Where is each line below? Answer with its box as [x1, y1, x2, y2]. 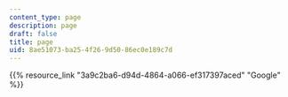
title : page [9, 37, 53, 47]
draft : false [9, 29, 58, 38]
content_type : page [9, 12, 82, 22]
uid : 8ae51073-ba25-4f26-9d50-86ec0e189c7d [9, 46, 173, 55]
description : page [9, 21, 77, 30]
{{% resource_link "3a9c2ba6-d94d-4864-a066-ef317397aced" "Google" [9, 70, 282, 80]
